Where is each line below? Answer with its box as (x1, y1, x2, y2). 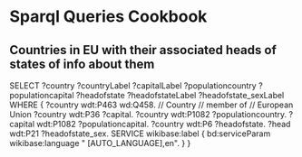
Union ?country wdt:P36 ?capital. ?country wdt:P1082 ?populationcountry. (9, 109, 287, 119)
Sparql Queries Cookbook (9, 6, 208, 27)
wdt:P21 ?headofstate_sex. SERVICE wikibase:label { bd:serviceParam (9, 128, 271, 139)
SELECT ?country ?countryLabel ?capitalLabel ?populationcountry (9, 80, 257, 91)
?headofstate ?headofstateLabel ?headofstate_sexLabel (75, 90, 285, 100)
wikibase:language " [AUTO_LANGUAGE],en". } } (9, 138, 191, 148)
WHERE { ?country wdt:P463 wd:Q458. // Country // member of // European (9, 99, 294, 110)
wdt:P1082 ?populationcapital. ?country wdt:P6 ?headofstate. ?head (35, 119, 291, 129)
